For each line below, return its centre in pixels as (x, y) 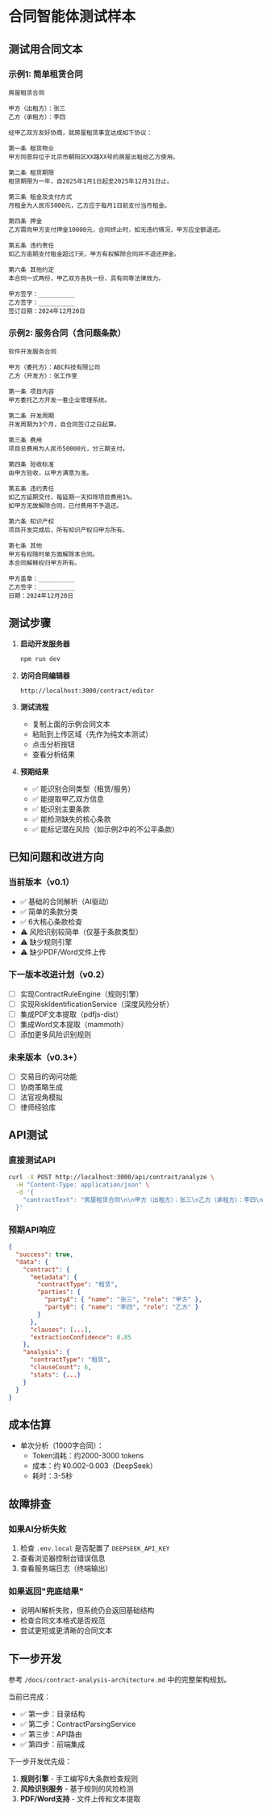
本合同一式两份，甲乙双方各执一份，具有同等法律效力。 (87, 278)
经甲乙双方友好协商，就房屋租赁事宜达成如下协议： (81, 133)
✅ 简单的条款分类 (49, 912)
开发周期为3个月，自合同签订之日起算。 (65, 425)
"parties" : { (59, 1292)
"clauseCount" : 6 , (60, 1368)
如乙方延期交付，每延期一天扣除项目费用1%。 (72, 497)
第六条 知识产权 (31, 522)
